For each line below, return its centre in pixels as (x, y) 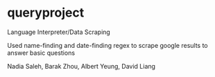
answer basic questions (41, 53)
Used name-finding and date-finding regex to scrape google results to (108, 45)
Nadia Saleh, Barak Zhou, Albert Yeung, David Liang (81, 66)
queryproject (46, 13)
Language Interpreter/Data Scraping (59, 32)
